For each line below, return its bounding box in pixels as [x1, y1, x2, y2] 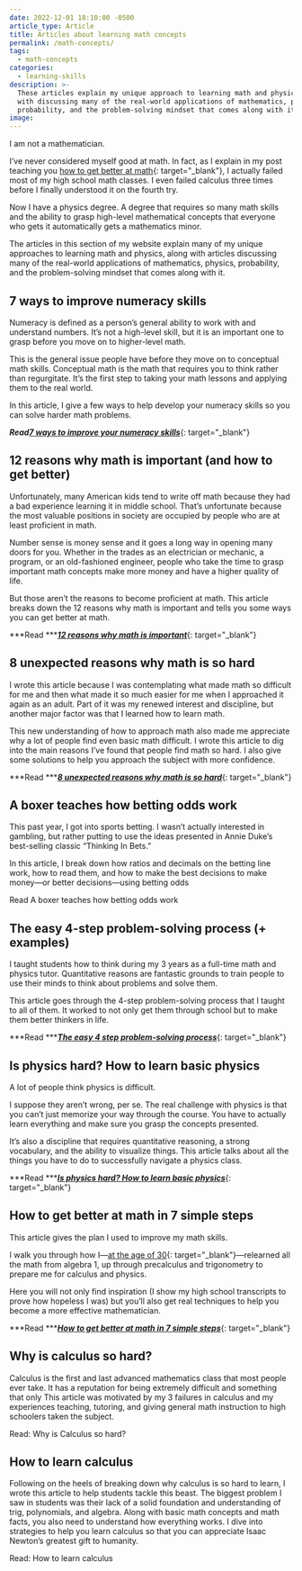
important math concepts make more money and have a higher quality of [9, 565, 280, 576]
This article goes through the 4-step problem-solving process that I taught [9, 996, 285, 1007]
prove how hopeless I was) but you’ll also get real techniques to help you [9, 1296, 280, 1306]
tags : [9, 47, 30, 56]
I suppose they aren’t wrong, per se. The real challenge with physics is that [9, 1099, 288, 1110]
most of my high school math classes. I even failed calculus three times [9, 175, 274, 185]
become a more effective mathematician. [9, 1305, 162, 1315]
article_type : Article [9, 22, 94, 31]
